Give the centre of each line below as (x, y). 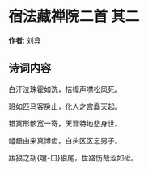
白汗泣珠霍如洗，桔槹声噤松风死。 (65, 89)
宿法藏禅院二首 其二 (74, 17)
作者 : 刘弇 (25, 40)
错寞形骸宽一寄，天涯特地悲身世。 (65, 123)
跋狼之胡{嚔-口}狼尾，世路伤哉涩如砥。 (74, 157)
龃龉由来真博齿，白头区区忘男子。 (65, 140)
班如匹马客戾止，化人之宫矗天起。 (65, 106)
